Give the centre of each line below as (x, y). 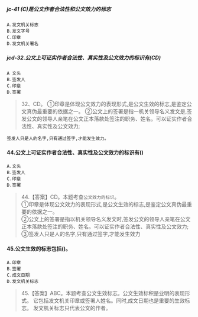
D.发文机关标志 (23, 281)
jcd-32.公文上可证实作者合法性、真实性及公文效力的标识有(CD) (84, 57)
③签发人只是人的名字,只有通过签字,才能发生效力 (81, 234)
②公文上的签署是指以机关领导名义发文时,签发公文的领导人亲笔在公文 (106, 219)
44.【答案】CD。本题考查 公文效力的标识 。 (70, 197)
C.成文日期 (18, 276)
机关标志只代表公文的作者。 (77, 308)
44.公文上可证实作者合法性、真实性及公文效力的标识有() (75, 152)
